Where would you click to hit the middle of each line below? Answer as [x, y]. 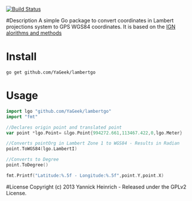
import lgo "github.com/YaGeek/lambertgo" [59, 111]
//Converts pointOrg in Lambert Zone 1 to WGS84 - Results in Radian [93, 143]
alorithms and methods [34, 33]
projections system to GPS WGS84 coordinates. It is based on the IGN [91, 27]
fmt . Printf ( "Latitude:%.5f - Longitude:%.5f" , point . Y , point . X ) [85, 175]
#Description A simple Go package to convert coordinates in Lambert [90, 20]
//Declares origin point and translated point [64, 127]
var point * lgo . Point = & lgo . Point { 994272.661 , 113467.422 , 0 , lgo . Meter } [94, 133]
